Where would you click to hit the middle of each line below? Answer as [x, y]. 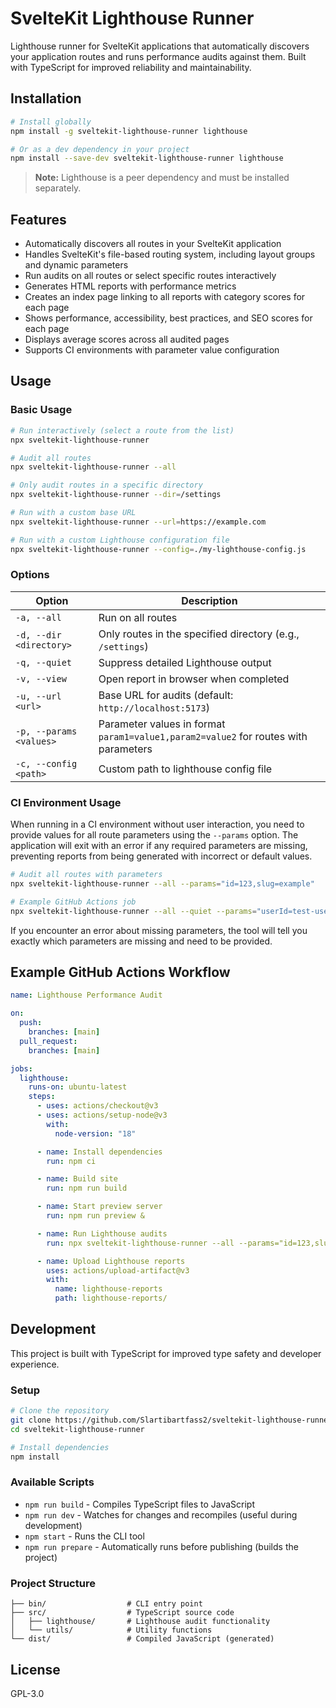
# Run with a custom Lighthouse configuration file [120, 540]
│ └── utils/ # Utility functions [111, 1630]
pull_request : [48, 1041]
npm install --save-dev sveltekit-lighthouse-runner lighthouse [147, 158]
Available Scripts [52, 1482]
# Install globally [51, 122]
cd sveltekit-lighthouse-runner [77, 1429]
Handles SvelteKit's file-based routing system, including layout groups [170, 254]
